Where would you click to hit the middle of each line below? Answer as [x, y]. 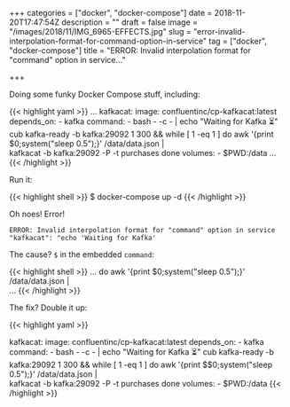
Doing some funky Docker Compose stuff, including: [105, 94]
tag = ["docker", [238, 41]
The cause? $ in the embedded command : [82, 254]
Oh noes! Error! [37, 214]
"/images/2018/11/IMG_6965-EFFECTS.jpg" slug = [101, 31]
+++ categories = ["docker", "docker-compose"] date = [111, 13]
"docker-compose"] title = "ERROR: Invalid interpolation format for [130, 51]
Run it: [21, 180]
